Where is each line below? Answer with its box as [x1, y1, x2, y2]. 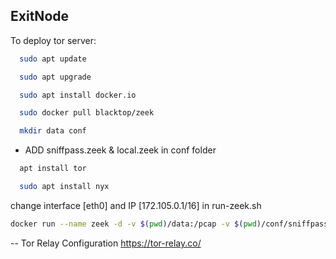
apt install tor [19, 164, 87, 174]
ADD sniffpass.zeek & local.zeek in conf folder [24, 144, 217, 156]
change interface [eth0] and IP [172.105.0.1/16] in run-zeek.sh [10, 199, 262, 211]
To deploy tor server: [10, 34, 97, 46]
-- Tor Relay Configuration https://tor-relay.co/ [10, 237, 202, 249]
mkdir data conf [19, 126, 87, 136]
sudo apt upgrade [19, 72, 92, 82]
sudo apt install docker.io [19, 90, 137, 100]
